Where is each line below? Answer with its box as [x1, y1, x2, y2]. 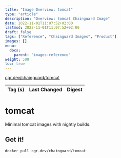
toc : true [5, 61, 25, 66]
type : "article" [5, 12, 38, 17]
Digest [66, 86, 83, 93]
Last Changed [29, 86, 62, 93]
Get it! [5, 136, 24, 144]
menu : [5, 43, 16, 48]
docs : [9, 48, 21, 53]
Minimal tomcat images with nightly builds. [5, 122, 91, 127]
